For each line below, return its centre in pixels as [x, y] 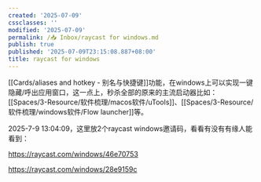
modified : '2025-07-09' [47, 30]
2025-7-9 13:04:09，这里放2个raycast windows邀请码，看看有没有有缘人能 [130, 128]
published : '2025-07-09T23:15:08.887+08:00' [82, 52]
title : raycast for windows [54, 60]
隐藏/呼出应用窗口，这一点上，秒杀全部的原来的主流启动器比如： [113, 92]
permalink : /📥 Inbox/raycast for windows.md [83, 37]
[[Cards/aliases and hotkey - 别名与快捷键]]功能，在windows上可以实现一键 [130, 82]
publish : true [31, 45]
